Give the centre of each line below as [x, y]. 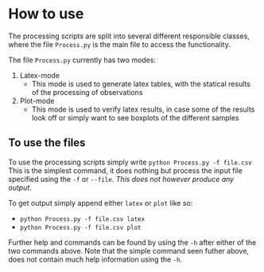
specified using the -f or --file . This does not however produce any [121, 179]
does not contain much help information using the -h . [95, 259]
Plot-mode [37, 101]
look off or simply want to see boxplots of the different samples [136, 117]
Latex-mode [40, 75]
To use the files [47, 143]
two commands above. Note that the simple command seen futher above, [128, 250]
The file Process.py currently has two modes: [82, 60]
